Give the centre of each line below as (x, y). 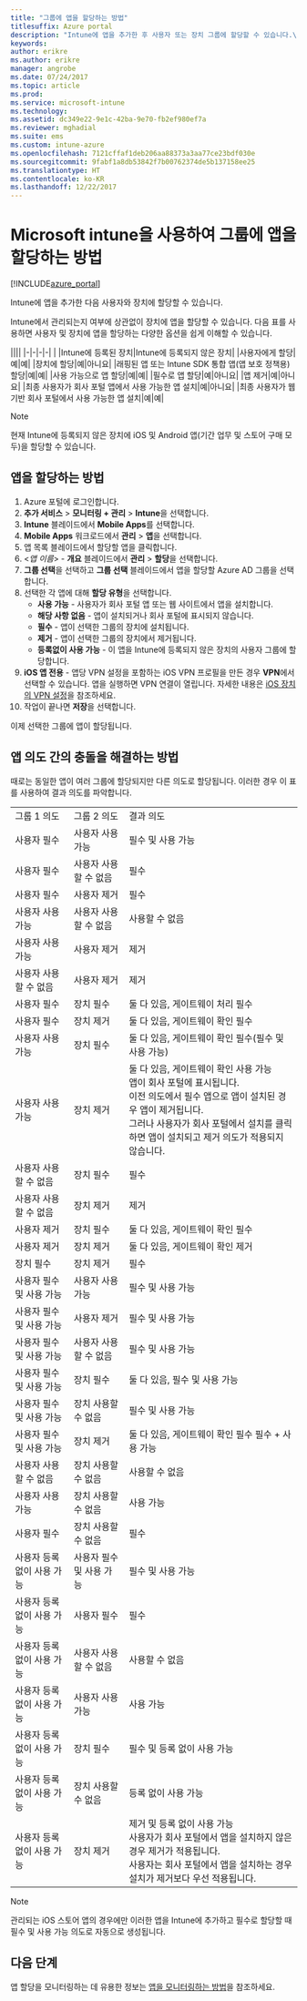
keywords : (29, 43)
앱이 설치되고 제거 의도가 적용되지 (216, 1137)
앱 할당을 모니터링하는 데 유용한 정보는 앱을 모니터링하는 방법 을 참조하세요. (143, 1986)
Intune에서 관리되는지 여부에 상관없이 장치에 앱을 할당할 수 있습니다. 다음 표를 (148, 322)
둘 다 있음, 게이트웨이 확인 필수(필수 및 (206, 1037)
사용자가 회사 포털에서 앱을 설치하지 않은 (210, 1837)
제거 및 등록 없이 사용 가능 (181, 1823)
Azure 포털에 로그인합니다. (71, 501)
